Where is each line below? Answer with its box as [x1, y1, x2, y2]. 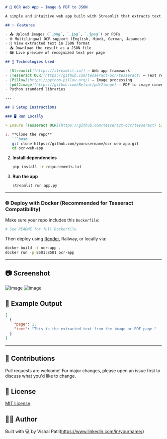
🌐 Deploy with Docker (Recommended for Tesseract [5, 200, 133, 207]
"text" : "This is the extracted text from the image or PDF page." [14, 327, 157, 332]
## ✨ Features [5, 22, 35, 27]
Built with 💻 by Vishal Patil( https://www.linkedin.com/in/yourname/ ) [5, 429, 144, 435]
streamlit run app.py [12, 183, 57, 188]
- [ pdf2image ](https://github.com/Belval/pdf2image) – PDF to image [5, 82, 150, 87]
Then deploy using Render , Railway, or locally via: [5, 236, 107, 242]
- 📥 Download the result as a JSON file [5, 45, 92, 51]
